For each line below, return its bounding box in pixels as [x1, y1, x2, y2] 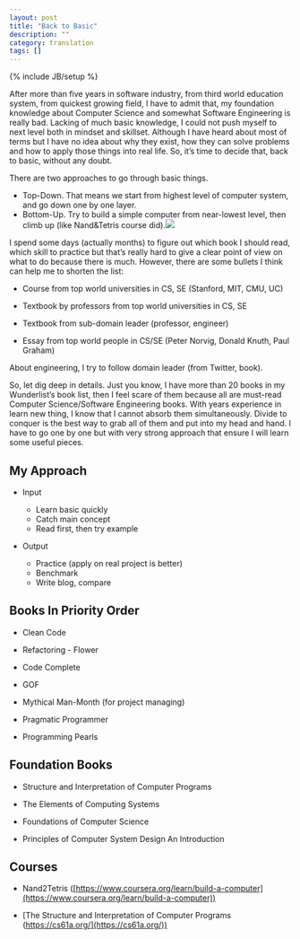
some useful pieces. [9, 437, 84, 448]
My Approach [9, 463, 88, 478]
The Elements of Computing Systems [21, 798, 160, 809]
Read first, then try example [35, 522, 139, 534]
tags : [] [9, 47, 42, 56]
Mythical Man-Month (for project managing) [21, 697, 185, 707]
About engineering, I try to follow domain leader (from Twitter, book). [9, 363, 263, 373]
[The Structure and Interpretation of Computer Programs [21, 910, 231, 921]
